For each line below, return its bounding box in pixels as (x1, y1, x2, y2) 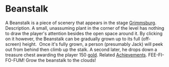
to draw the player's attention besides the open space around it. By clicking (5, 30, 163, 36)
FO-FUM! (5, 57, 25, 63)
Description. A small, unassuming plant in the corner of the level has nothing (5, 25, 164, 31)
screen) (5, 41, 22, 47)
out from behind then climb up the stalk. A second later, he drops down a (5, 46, 157, 52)
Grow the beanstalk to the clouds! (25, 57, 96, 63)
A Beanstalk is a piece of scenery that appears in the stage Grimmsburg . (5, 20, 157, 26)
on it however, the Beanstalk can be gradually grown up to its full (5, 36, 140, 42)
